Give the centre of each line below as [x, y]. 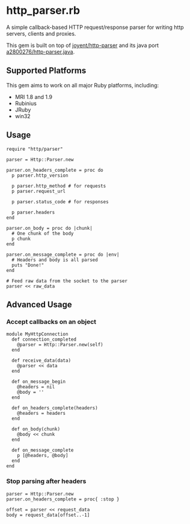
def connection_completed [44, 339]
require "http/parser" [35, 149]
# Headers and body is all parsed [55, 260]
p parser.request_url [39, 191]
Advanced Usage [39, 304]
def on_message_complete [43, 450]
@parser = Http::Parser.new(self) [60, 345]
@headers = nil [36, 387]
